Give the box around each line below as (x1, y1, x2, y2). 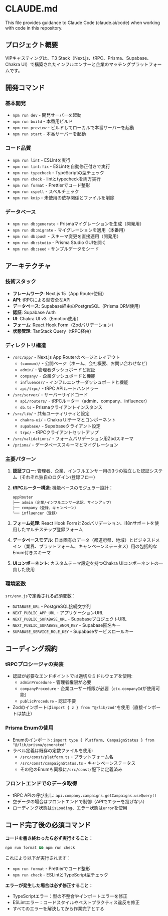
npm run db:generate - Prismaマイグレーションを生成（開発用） (12, 221, 144, 227)
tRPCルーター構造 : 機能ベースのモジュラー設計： (12, 485, 113, 491)
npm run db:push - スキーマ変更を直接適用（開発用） (12, 234, 121, 240)
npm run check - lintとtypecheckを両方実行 (12, 176, 101, 182)
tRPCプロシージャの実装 (5, 660, 64, 667)
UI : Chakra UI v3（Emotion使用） (12, 315, 81, 321)
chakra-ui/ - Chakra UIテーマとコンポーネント (20, 417, 116, 423)
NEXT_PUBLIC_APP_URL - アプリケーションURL (12, 609, 104, 615)
